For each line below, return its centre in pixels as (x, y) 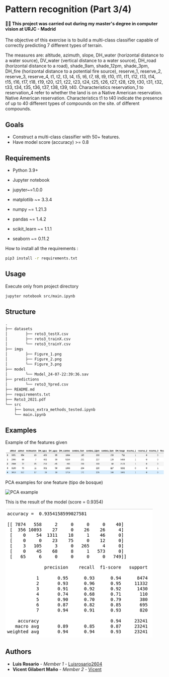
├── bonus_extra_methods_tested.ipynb (55, 410)
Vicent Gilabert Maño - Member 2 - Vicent (57, 669)
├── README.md (20, 389)
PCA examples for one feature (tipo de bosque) (54, 482)
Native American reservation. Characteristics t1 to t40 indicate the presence (84, 98)
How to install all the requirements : (42, 249)
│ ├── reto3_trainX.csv (38, 339)
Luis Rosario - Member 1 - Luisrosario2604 (57, 664)
